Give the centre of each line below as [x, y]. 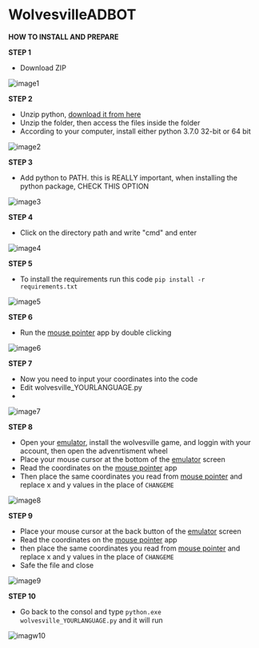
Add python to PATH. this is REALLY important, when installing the [129, 177]
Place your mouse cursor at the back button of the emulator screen [131, 531]
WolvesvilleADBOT [72, 15]
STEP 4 [21, 217]
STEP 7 [20, 363]
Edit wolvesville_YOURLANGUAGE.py [81, 387]
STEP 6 [21, 316]
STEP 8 [21, 427]
